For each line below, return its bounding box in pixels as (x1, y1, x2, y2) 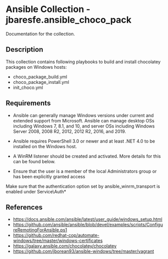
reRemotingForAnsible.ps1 (13, 227, 67, 233)
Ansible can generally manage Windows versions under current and (13, 112, 154, 118)
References (6, 203, 43, 211)
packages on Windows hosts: (6, 64, 67, 70)
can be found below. (13, 158, 56, 164)
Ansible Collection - (6, 4, 91, 15)
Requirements (6, 99, 51, 107)
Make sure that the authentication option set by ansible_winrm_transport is (6, 183, 160, 189)
